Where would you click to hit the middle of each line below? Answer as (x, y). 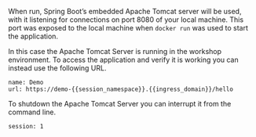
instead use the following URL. (57, 68)
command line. (32, 112)
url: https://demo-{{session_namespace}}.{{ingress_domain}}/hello (121, 89)
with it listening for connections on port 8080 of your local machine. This (126, 20)
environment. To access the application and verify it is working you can (124, 59)
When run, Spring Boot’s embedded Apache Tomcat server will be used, (125, 11)
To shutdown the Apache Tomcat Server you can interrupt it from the (120, 104)
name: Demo (26, 82)
